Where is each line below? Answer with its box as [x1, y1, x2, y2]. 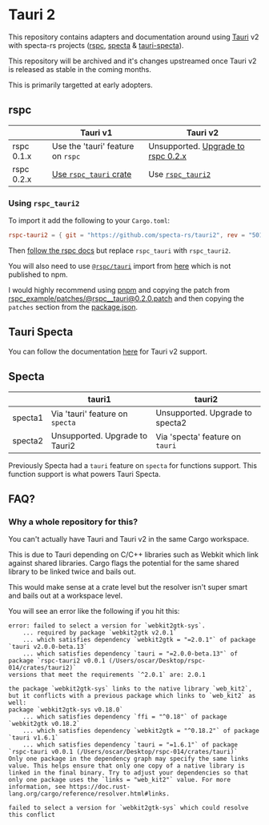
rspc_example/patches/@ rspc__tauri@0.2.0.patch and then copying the [8, 294, 245, 303]
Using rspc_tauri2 [8, 198, 80, 209]
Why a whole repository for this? [8, 516, 139, 527]
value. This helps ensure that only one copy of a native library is [8, 762, 246, 770]
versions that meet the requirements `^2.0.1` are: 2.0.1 [8, 671, 206, 679]
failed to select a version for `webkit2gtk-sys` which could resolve [8, 804, 249, 812]
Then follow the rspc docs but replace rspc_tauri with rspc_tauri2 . [8, 246, 231, 255]
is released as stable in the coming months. [8, 64, 152, 74]
